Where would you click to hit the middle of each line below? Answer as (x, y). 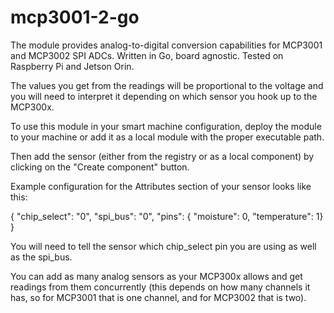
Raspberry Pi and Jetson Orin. (72, 66)
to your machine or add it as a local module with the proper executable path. (167, 137)
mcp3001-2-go (75, 17)
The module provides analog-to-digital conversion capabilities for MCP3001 (166, 45)
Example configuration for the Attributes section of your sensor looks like (161, 186)
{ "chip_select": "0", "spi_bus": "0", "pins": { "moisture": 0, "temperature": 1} (167, 216)
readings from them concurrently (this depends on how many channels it (160, 287)
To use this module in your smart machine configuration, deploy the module (166, 126)
